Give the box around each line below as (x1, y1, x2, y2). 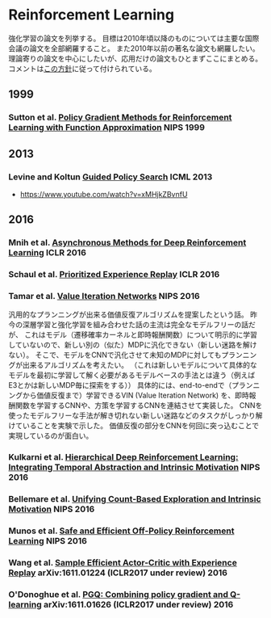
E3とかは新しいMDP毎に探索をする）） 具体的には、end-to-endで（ (8, 380, 232, 390)
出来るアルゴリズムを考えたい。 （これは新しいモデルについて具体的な (22, 360, 258, 370)
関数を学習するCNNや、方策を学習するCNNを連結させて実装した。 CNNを (15, 401, 263, 410)
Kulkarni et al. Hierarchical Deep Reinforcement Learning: (8, 452, 239, 463)
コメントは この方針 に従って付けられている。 (8, 63, 156, 74)
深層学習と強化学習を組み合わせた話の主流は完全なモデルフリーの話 (22, 320, 248, 330)
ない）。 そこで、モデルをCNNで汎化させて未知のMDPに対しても (8, 350, 222, 360)
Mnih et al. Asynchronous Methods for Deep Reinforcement (8, 237, 247, 248)
